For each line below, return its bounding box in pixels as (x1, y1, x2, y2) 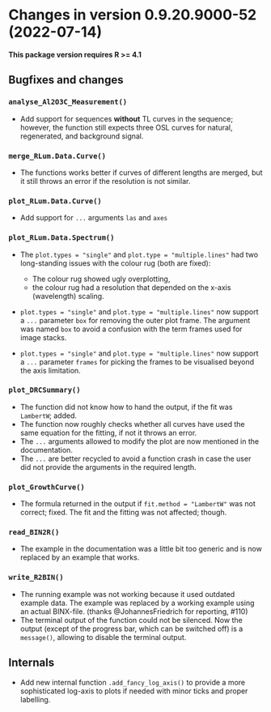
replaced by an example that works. (19, 552, 140, 562)
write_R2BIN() (8, 573, 64, 582)
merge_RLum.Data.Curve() (8, 151, 107, 160)
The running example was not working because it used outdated (19, 589, 235, 599)
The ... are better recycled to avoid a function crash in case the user (19, 454, 252, 463)
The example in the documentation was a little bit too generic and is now (19, 544, 263, 554)
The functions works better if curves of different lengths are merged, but (19, 168, 263, 177)
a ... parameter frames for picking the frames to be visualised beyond (19, 356, 255, 366)
